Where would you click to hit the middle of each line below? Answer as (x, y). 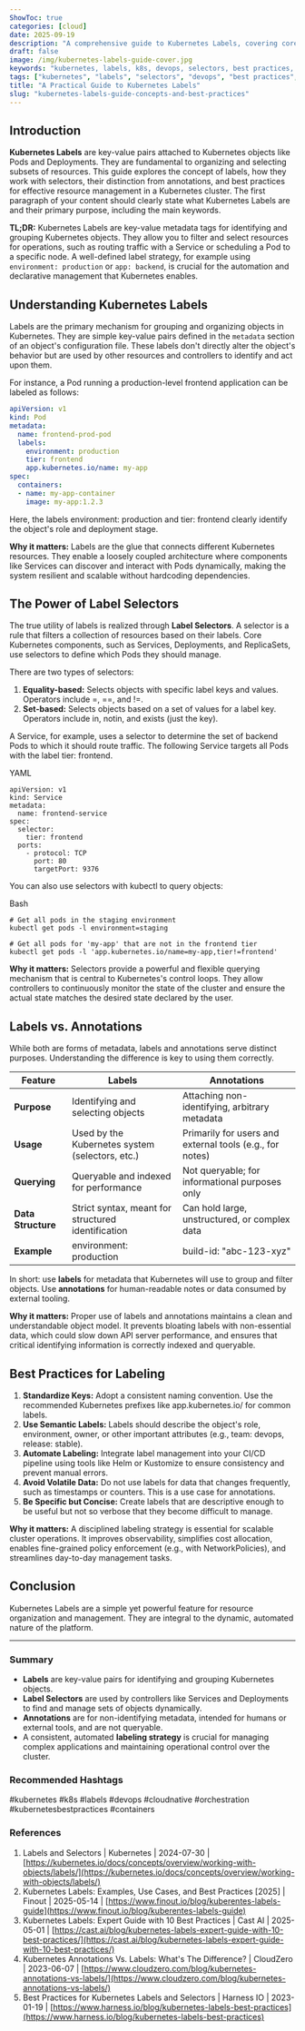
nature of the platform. (51, 1627)
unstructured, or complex (236, 1219)
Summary (32, 1660)
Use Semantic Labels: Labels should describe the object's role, (142, 1425)
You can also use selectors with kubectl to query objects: (117, 886)
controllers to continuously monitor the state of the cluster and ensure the (148, 988)
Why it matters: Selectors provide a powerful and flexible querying (135, 969)
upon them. (31, 365)
